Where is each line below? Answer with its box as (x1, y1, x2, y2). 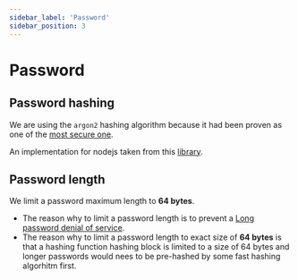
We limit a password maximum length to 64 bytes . (9, 196, 195, 207)
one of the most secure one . (9, 129, 114, 140)
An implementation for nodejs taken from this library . (9, 146, 203, 157)
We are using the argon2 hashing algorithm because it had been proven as (9, 119, 283, 130)
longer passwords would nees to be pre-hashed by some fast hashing (21, 251, 281, 262)
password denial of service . (21, 223, 125, 233)
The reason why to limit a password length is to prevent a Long (21, 213, 255, 224)
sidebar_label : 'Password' (9, 13, 110, 22)
